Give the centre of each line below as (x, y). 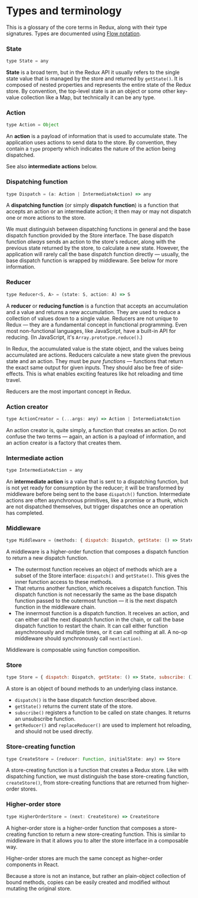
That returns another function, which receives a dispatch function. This (101, 588)
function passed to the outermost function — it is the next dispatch (96, 601)
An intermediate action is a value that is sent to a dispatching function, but (97, 481)
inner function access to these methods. (64, 582)
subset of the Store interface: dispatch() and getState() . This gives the (102, 576)
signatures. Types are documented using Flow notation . (74, 33)
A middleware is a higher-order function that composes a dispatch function (97, 552)
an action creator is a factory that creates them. (64, 443)
